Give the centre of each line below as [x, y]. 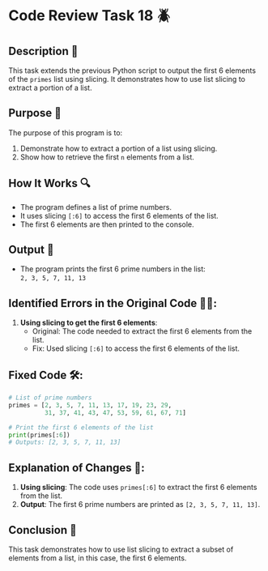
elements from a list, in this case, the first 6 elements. [98, 558]
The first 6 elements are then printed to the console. [107, 224]
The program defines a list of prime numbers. [96, 207]
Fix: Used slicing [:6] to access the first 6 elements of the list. [136, 348]
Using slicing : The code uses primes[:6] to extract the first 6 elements [138, 488]
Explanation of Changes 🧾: [77, 468]
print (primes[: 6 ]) [39, 435]
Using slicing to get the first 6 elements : [89, 323]
